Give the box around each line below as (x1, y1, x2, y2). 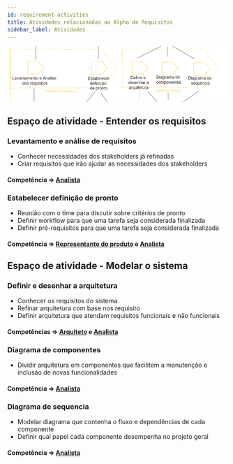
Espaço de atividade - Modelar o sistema (7, 260, 188, 272)
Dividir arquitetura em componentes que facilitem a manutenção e (17, 361, 208, 370)
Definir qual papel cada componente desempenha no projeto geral (17, 433, 209, 441)
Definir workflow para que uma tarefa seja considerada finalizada (17, 217, 206, 225)
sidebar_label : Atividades (7, 26, 86, 33)
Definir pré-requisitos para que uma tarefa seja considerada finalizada (17, 224, 220, 232)
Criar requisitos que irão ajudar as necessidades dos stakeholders (17, 159, 208, 168)
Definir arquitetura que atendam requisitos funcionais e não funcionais (17, 312, 220, 320)
